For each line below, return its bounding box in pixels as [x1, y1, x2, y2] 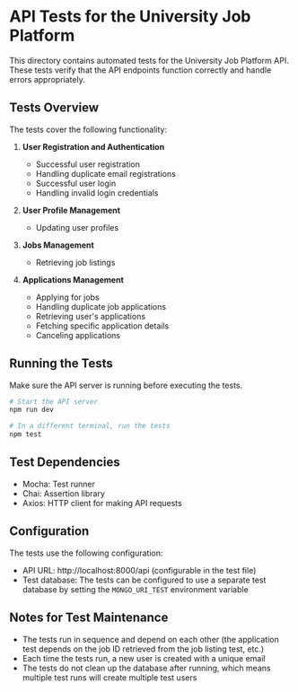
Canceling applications [35, 329, 121, 340]
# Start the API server [9, 397, 99, 406]
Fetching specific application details [35, 320, 170, 331]
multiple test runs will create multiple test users [22, 671, 197, 683]
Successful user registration [35, 159, 141, 170]
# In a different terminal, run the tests [9, 422, 171, 431]
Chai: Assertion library [22, 487, 106, 499]
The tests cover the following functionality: [9, 124, 168, 135]
